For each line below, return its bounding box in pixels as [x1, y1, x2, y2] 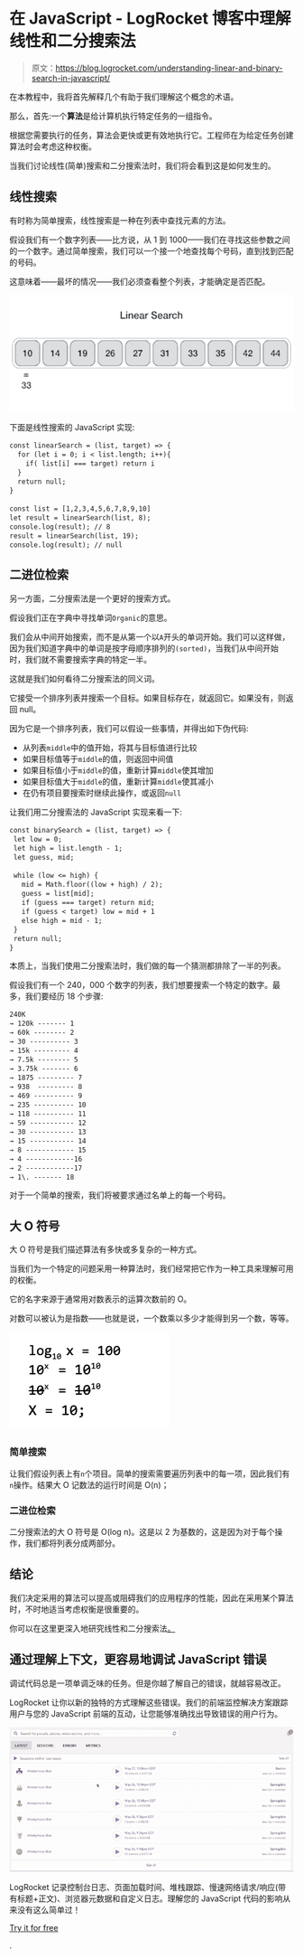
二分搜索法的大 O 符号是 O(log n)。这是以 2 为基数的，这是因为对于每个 [9, 1527, 275, 1538]
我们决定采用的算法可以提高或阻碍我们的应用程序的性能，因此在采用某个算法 [9, 1592, 294, 1603]
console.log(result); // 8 [9, 522, 111, 532]
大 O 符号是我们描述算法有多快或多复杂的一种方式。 [9, 1244, 202, 1255]
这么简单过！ [32, 1905, 81, 1916]
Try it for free [9, 1923, 59, 1934]
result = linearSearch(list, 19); [9, 531, 140, 541]
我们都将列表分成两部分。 [24, 1538, 120, 1549]
